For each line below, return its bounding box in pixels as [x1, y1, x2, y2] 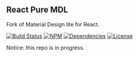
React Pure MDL [6, 5, 69, 15]
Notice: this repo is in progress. [6, 44, 85, 51]
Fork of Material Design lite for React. [6, 20, 100, 28]
